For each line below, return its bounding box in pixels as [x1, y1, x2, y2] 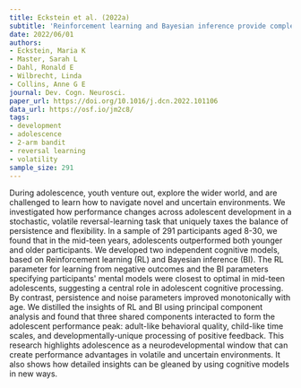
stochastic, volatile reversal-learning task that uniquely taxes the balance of [9, 216, 288, 227]
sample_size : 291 [9, 163, 74, 172]
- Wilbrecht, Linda [9, 72, 82, 81]
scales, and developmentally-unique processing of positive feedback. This [9, 331, 285, 341]
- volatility [9, 154, 58, 164]
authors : [9, 38, 42, 47]
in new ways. [9, 368, 58, 379]
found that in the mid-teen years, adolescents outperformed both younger [9, 235, 283, 246]
